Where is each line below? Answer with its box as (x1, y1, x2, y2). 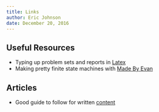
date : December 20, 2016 (6, 20, 69, 26)
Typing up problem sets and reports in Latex (15, 59, 126, 66)
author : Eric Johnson (6, 15, 61, 21)
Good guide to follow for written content (15, 99, 115, 106)
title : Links (6, 8, 39, 15)
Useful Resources (6, 42, 75, 53)
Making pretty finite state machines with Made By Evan (15, 65, 154, 73)
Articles (6, 82, 38, 93)
